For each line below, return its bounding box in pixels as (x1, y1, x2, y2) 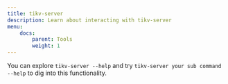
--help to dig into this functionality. (7, 69, 107, 77)
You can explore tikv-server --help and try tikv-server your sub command (7, 62, 222, 69)
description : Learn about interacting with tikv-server (7, 17, 172, 24)
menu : (7, 23, 23, 30)
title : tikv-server (7, 10, 64, 17)
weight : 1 (32, 42, 60, 49)
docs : (19, 29, 36, 37)
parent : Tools (32, 36, 73, 43)
